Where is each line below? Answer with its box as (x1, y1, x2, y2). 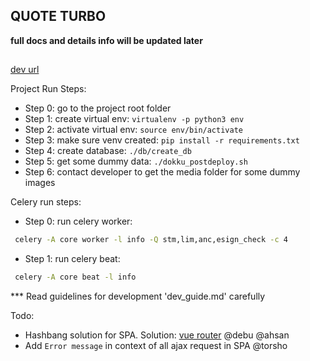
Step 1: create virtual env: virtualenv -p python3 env (24, 113, 245, 125)
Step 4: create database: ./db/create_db (24, 145, 192, 157)
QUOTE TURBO (10, 8, 107, 25)
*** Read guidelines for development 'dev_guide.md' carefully (10, 290, 266, 302)
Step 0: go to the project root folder (24, 102, 172, 114)
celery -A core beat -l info (14, 272, 137, 283)
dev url (10, 64, 40, 76)
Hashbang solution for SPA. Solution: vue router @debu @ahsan (24, 329, 290, 341)
